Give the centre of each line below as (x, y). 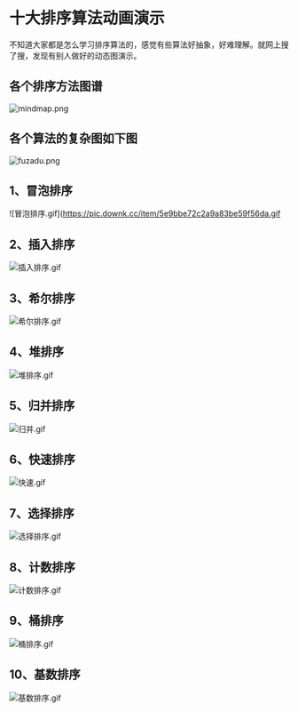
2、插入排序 (42, 244)
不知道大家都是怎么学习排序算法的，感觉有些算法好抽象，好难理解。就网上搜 (149, 44)
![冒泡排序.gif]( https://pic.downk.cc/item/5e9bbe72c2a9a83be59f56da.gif (145, 213)
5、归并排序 (42, 406)
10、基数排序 (45, 675)
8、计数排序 (42, 567)
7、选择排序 (42, 513)
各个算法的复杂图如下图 (73, 139)
